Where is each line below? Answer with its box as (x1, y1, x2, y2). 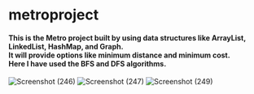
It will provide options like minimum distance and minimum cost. (8, 50, 230, 60)
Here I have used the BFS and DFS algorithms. (8, 58, 167, 68)
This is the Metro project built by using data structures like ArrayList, (8, 32, 247, 42)
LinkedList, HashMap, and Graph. (8, 41, 124, 51)
